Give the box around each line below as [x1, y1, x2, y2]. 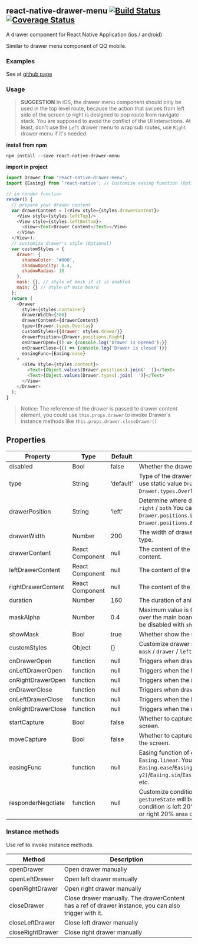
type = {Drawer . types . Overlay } [21, 323, 94, 329]
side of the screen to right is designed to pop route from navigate [20, 111, 179, 118]
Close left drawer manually [64, 918, 138, 926]
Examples [6, 57, 35, 65]
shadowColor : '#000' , [21, 257, 75, 263]
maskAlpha [9, 613, 40, 622]
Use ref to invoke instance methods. [6, 841, 94, 848]
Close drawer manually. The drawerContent [64, 894, 185, 902]
